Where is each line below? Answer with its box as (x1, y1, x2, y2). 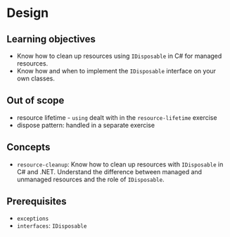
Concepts (6, 141, 51, 153)
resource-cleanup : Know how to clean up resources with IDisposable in (16, 160, 224, 169)
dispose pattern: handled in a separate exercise (16, 121, 155, 129)
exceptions (16, 215, 49, 223)
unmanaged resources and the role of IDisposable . (16, 175, 165, 183)
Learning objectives (6, 33, 96, 45)
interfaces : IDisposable (16, 221, 87, 230)
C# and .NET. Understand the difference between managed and (16, 167, 202, 176)
